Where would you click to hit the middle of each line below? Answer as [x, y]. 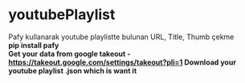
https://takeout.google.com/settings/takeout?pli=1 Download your [122, 62]
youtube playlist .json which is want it [73, 70]
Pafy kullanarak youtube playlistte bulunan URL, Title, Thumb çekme [121, 37]
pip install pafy [34, 45]
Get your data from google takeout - [69, 53]
